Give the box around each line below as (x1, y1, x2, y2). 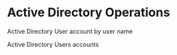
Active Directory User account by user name (7, 27, 133, 35)
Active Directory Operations (7, 5, 170, 20)
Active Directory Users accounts (7, 40, 99, 48)
